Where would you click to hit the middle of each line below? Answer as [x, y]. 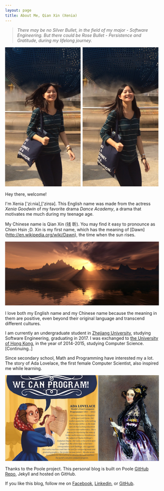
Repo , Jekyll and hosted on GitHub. [41, 474]
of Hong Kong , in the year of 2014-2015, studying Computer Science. [74, 343]
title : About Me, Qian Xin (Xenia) [41, 15]
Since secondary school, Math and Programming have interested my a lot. [79, 358]
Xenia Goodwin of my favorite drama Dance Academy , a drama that [73, 209]
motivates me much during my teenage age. [49, 214]
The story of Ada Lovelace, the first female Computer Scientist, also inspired [82, 363]
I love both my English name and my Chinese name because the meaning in [81, 313]
